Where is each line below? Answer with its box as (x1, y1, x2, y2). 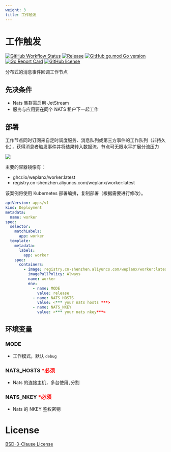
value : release (37, 291, 70, 296)
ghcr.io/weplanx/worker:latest (12, 174, 75, 180)
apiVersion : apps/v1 (5, 200, 49, 206)
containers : (18, 262, 44, 267)
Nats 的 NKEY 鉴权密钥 (12, 406, 61, 412)
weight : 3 (5, 7, 26, 13)
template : (10, 239, 31, 244)
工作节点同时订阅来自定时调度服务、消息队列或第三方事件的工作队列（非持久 (5, 137, 166, 144)
